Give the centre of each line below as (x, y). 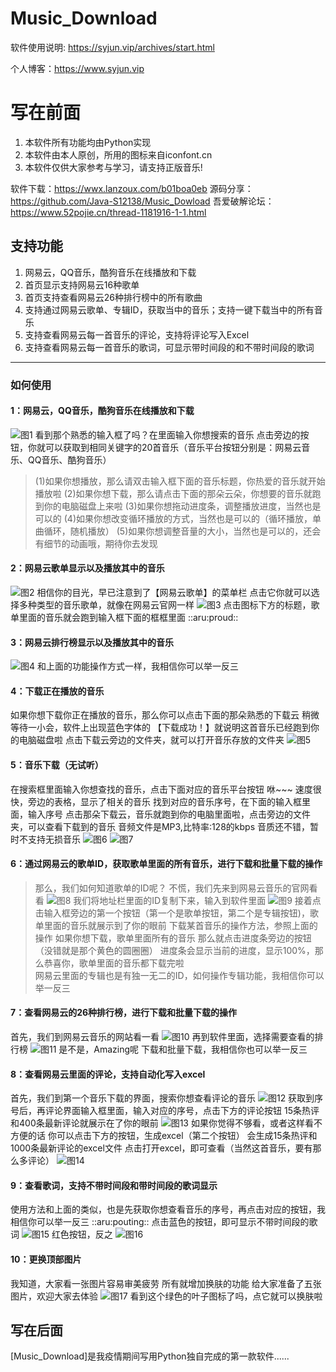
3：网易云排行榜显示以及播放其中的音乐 (92, 642)
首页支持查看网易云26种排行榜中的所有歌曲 (113, 297)
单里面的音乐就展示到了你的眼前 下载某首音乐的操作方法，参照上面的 (176, 925)
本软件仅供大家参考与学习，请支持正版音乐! (113, 167)
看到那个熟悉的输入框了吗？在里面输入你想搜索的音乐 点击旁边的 (167, 434)
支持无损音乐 (54, 839)
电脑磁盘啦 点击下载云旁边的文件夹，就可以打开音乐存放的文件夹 (151, 740)
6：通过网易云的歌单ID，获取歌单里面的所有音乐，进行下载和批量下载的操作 (166, 864)
